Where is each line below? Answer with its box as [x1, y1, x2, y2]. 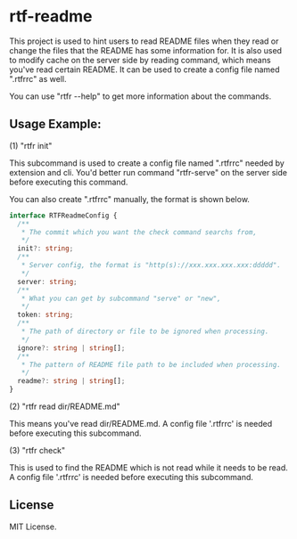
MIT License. [9, 521, 57, 532]
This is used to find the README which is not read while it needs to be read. [9, 462, 288, 473]
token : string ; [17, 310, 74, 320]
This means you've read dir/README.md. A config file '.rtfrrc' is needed [9, 419, 273, 429]
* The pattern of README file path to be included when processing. [21, 360, 281, 369]
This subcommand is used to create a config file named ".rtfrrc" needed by [9, 158, 285, 168]
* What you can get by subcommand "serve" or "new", [21, 294, 221, 303]
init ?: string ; [17, 244, 74, 253]
